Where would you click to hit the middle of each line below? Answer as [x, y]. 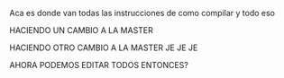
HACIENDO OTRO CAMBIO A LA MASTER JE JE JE [104, 48]
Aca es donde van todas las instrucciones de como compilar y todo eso [142, 13]
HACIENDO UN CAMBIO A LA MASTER [81, 30]
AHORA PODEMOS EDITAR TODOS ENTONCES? [99, 65]
